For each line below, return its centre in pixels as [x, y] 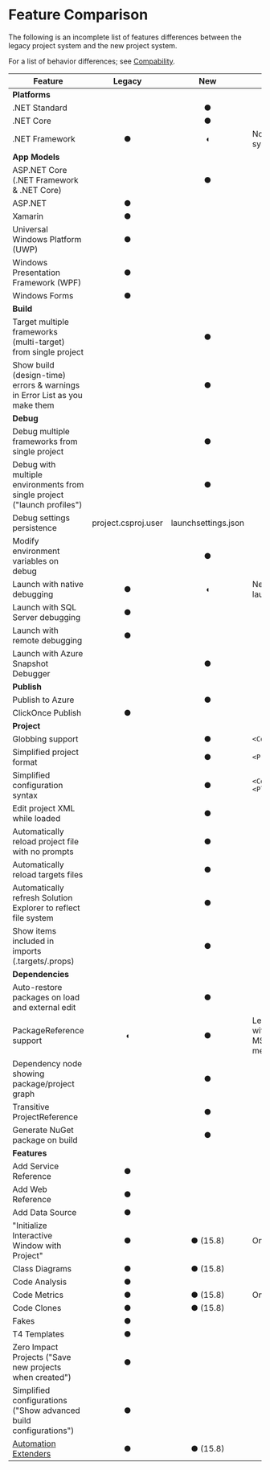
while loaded [37, 818]
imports [27, 951]
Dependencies [41, 974]
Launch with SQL [45, 607]
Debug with [34, 464]
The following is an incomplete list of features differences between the [125, 37]
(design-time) [39, 375]
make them [33, 405]
